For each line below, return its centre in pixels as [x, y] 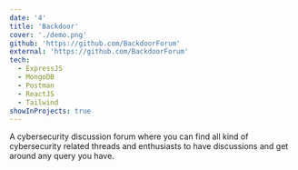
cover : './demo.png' [49, 35]
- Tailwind [38, 102]
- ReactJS [36, 94]
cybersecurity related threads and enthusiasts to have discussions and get [149, 146]
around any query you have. [62, 156]
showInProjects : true [50, 111]
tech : [20, 60]
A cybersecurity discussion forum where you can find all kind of [129, 136]
